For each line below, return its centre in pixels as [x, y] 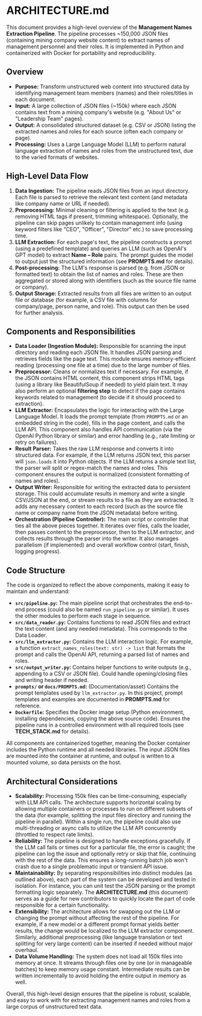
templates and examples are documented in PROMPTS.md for [93, 699]
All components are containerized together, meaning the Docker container [98, 743]
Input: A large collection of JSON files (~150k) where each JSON [96, 106]
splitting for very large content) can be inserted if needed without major [104, 944]
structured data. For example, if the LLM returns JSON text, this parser [103, 455]
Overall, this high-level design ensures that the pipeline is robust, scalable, [99, 994]
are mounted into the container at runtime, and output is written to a [90, 756]
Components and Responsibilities [71, 331]
